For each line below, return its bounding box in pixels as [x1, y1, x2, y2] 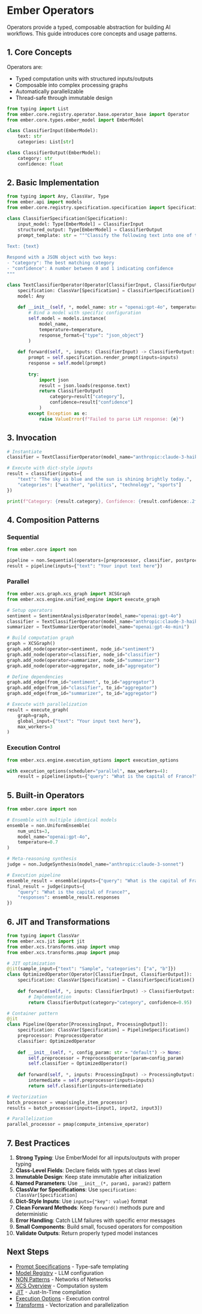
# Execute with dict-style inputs [7, 465, 94, 471]
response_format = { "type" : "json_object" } [38, 332, 144, 338]
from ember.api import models [7, 199, 83, 205]
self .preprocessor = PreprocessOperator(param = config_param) [28, 1055, 185, 1061]
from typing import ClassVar [7, 933, 80, 939]
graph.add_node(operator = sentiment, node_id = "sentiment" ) [7, 646, 155, 652]
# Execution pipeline [7, 872, 61, 878]
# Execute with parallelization [7, 701, 88, 707]
